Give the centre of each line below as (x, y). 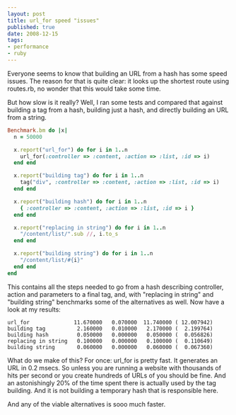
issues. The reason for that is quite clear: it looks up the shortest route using (118, 81)
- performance (28, 47)
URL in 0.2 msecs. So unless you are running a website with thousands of (114, 368)
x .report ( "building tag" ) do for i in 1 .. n (78, 176)
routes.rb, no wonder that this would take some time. (84, 89)
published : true (31, 27)
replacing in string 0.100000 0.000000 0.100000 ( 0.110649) (110, 341)
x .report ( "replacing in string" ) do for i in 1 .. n (90, 227)
